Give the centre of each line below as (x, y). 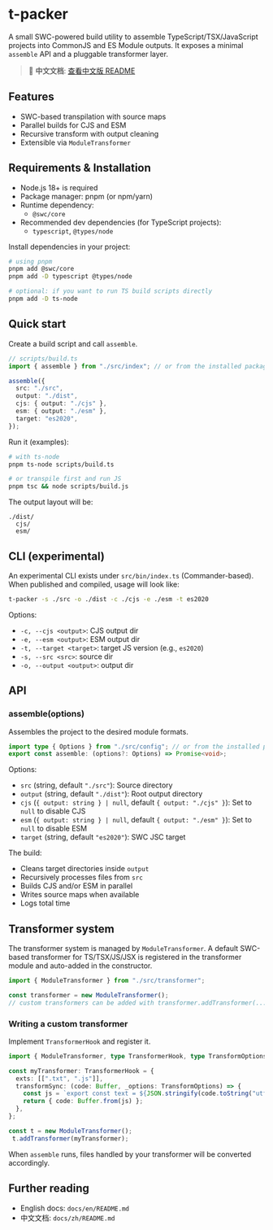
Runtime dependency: (57, 205)
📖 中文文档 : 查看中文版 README (82, 71)
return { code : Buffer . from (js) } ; (83, 1101)
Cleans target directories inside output (84, 869)
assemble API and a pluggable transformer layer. (89, 54)
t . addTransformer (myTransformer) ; (70, 1138)
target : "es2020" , (47, 419)
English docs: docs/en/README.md (75, 1208)
